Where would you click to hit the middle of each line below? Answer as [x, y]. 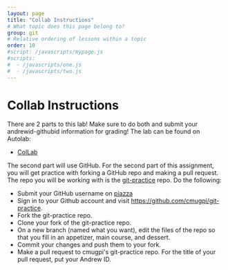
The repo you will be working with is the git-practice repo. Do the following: [115, 180]
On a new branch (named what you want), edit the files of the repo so [116, 230]
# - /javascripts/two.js [44, 71]
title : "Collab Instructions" [51, 20]
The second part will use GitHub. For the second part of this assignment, [111, 165]
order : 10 [21, 45]
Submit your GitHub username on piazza [75, 194]
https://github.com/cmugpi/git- [175, 201]
